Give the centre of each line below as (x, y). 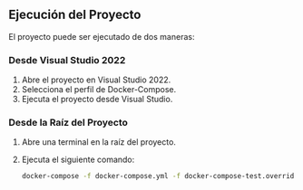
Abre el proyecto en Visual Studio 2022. (96, 80)
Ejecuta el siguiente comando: (78, 160)
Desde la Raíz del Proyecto (68, 123)
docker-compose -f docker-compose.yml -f (101, 176)
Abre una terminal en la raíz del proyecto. (98, 142)
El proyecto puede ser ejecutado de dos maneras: (102, 36)
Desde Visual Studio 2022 (67, 60)
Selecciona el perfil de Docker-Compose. (99, 90)
